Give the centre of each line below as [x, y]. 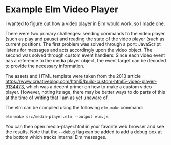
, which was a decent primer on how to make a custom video [88, 87]
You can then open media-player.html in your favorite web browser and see [85, 126]
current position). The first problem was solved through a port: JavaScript [83, 44]
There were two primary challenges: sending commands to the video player [85, 33]
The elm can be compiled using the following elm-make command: [74, 107]
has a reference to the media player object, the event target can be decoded [86, 60]
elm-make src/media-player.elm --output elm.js [57, 117]
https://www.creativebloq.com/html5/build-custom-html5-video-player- [81, 81]
